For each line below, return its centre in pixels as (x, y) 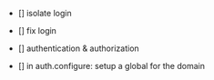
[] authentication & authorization (78, 48)
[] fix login (37, 30)
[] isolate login (45, 13)
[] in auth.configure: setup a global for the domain (111, 66)
